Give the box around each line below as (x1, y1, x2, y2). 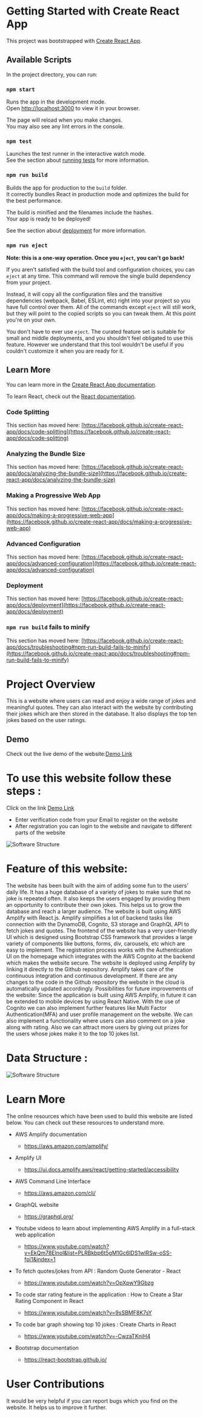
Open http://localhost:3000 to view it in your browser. (6, 105, 141, 112)
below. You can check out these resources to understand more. (6, 1119, 165, 1126)
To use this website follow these (6, 771, 171, 785)
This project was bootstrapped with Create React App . (6, 37, 142, 44)
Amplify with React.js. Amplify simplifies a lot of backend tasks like (6, 914, 173, 921)
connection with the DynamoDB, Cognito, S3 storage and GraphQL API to (6, 921, 190, 928)
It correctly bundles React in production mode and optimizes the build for (6, 190, 189, 197)
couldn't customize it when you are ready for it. (6, 347, 124, 354)
